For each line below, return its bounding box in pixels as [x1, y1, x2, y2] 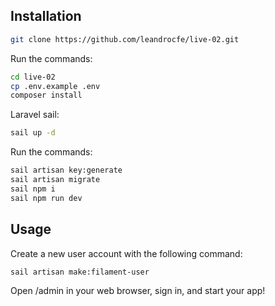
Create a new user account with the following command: [10, 247, 243, 259]
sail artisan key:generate [10, 165, 123, 176]
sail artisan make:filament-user [10, 267, 150, 277]
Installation [10, 8, 82, 25]
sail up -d [10, 128, 56, 138]
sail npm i [10, 184, 56, 194]
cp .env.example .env [10, 81, 101, 91]
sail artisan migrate [10, 175, 101, 185]
